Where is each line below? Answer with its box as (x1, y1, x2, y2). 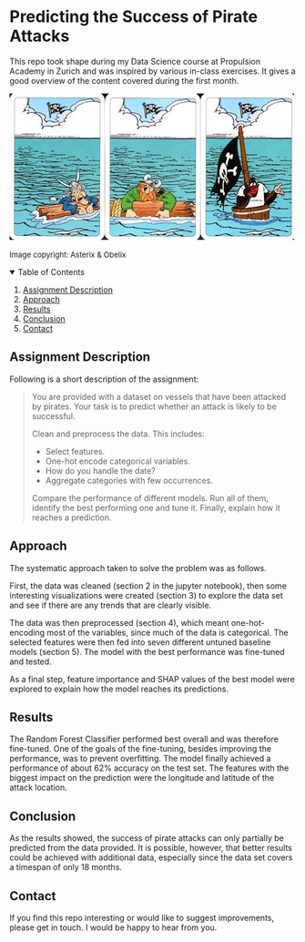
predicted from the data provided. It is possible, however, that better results (9, 843, 293, 854)
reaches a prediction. (31, 512, 112, 523)
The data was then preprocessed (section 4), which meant (9, 617, 229, 628)
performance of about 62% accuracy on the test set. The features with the (9, 763, 290, 773)
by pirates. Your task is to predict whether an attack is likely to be (31, 401, 278, 412)
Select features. (45, 445, 106, 456)
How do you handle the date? (45, 465, 157, 476)
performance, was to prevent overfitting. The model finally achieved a (9, 753, 271, 764)
